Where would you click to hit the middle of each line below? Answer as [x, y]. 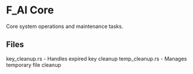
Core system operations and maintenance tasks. [65, 26]
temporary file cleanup [34, 65]
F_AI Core [30, 10]
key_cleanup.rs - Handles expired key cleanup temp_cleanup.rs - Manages [96, 58]
